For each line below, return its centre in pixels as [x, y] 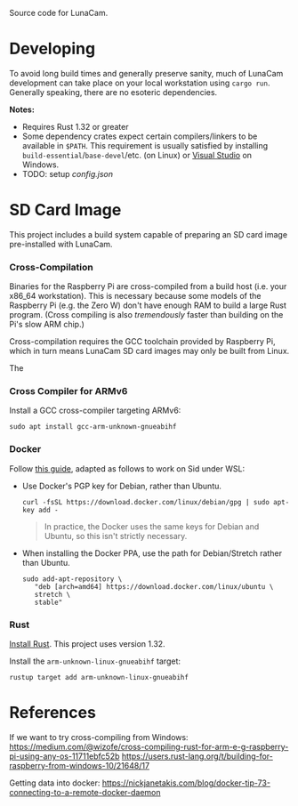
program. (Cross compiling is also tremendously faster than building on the [146, 315]
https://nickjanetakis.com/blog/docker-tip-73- [186, 783]
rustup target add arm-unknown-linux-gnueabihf [99, 678]
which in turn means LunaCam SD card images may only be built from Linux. [149, 351]
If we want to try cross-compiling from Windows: [99, 737]
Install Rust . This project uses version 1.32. [88, 644]
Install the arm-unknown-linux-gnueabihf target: [95, 661]
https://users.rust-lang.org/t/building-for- [197, 756]
